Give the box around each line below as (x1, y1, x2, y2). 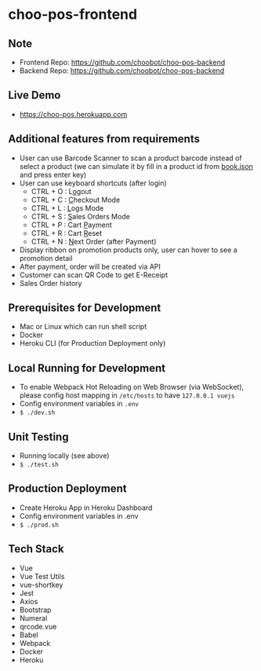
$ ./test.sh (19, 461, 59, 469)
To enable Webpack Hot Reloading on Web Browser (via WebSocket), (19, 383, 245, 392)
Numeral (19, 613, 48, 622)
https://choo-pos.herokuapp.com (19, 109, 128, 119)
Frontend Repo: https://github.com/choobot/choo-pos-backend (19, 57, 226, 67)
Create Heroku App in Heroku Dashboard (19, 503, 153, 512)
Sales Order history (19, 278, 82, 288)
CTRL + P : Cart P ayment (31, 220, 112, 229)
